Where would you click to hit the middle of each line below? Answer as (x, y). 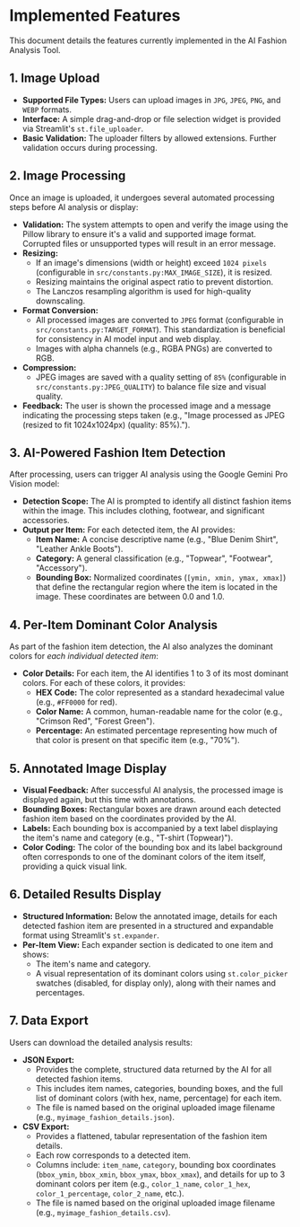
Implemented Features (95, 16)
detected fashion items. (79, 1079)
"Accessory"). (61, 568)
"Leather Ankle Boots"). (79, 549)
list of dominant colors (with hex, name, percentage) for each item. (159, 1098)
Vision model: (34, 484)
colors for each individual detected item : (84, 656)
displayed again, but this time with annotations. (109, 799)
